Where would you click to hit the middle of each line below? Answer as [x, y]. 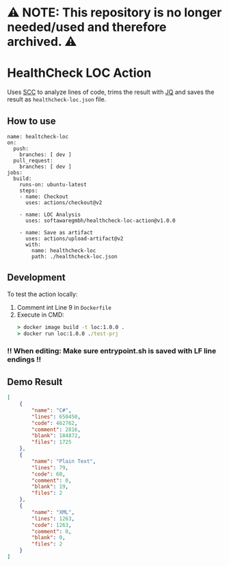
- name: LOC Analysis [50, 214]
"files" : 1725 [52, 442]
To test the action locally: [42, 294]
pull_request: [33, 160]
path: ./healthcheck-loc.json [75, 256]
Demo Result [35, 382]
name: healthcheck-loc [64, 250]
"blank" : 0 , [49, 538]
